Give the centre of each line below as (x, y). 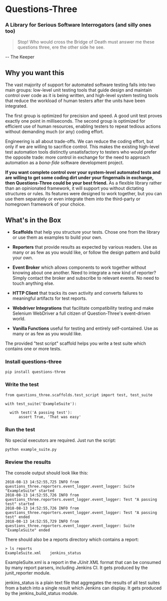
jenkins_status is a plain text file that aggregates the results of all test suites (83, 583)
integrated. (16, 106)
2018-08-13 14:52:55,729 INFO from (42, 521)
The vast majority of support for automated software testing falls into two (80, 85)
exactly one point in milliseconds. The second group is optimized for (75, 121)
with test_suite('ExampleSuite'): (41, 404)
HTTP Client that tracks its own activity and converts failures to (78, 293)
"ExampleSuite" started (30, 491)
